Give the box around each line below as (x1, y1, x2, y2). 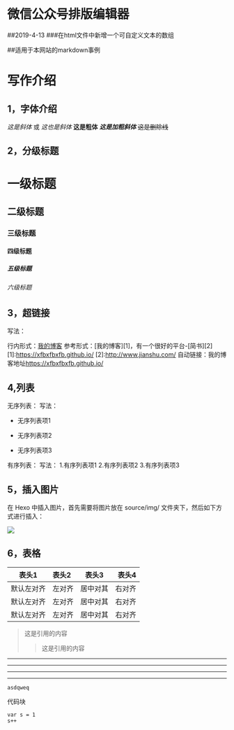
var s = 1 (7, 711, 36, 718)
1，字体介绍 (7, 103, 58, 115)
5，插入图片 (7, 483, 59, 495)
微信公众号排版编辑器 (7, 6, 130, 22)
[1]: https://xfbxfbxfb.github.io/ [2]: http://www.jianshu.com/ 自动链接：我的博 (7, 350, 227, 359)
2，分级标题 (7, 145, 59, 157)
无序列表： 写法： (7, 401, 58, 410)
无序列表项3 (17, 446, 52, 455)
